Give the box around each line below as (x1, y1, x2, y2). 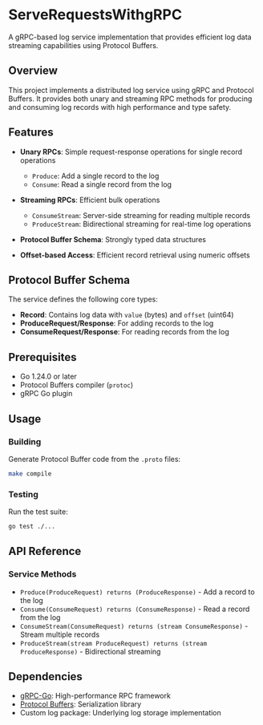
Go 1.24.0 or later (19, 371, 78, 382)
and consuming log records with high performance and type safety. (8, 102, 232, 111)
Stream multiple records (19, 630, 100, 639)
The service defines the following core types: (8, 294, 158, 304)
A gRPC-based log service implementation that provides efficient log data (8, 32, 252, 42)
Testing (8, 488, 38, 500)
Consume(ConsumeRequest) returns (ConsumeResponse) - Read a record (19, 604, 250, 614)
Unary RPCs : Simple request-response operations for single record (19, 147, 243, 156)
